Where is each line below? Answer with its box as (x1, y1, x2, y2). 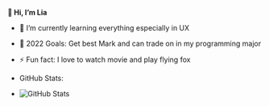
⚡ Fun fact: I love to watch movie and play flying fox (19, 55, 191, 64)
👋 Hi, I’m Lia (7, 8, 48, 17)
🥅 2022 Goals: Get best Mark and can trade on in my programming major (19, 39, 262, 48)
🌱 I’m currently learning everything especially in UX (19, 23, 190, 32)
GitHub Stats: (19, 73, 64, 83)
